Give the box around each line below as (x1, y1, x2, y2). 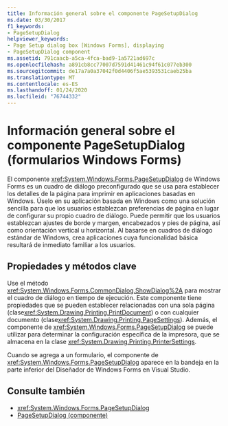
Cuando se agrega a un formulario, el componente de (7, 350, 159, 359)
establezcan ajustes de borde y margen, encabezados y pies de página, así (7, 218, 220, 227)
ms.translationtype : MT (7, 74, 76, 81)
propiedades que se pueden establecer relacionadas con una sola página (7, 301, 215, 309)
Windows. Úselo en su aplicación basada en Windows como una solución (7, 197, 216, 205)
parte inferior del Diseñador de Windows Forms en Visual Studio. (7, 365, 191, 374)
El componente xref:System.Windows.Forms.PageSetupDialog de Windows (7, 175, 220, 183)
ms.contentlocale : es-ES (7, 81, 78, 87)
